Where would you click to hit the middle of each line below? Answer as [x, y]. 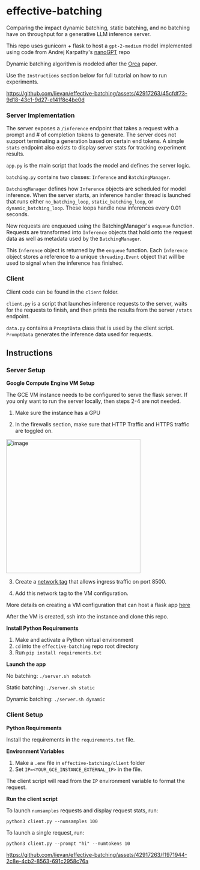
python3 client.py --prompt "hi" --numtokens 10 [68, 844]
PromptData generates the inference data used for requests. [80, 334]
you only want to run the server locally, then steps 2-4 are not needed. [94, 401]
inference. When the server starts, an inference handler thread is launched [98, 195]
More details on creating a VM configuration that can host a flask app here [98, 605]
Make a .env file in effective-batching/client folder [80, 763]
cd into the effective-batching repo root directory [77, 646]
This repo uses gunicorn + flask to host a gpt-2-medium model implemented [99, 46]
